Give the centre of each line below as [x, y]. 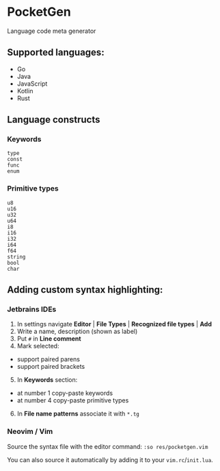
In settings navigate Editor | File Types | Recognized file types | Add [114, 324]
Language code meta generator [52, 31]
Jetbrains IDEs [32, 309]
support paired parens [49, 359]
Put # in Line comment [49, 339]
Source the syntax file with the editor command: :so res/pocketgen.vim [108, 446]
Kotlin [25, 90]
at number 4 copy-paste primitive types [73, 400]
